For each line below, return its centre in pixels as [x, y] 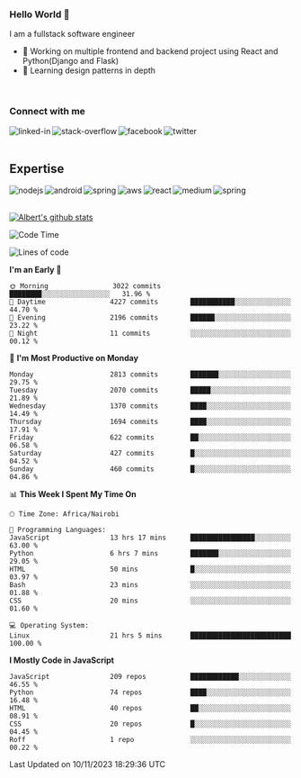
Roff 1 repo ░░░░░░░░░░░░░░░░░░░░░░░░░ [150, 740]
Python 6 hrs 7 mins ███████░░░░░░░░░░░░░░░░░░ [150, 554]
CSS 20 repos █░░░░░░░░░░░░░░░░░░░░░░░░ [150, 724]
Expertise [37, 169]
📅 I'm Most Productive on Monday [74, 358]
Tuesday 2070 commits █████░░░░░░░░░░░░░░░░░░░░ [150, 391]
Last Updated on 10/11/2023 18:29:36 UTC [88, 764]
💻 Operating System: [49, 626]
